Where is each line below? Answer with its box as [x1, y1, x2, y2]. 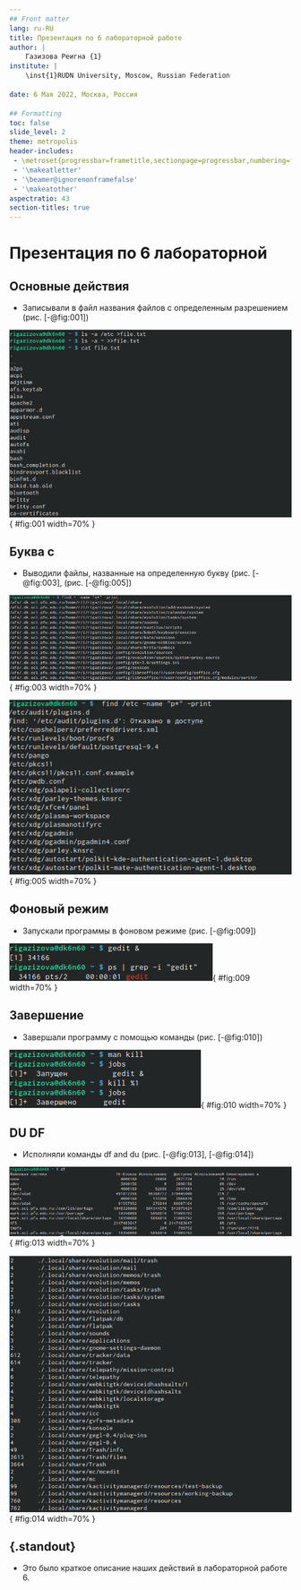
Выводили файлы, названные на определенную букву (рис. [21, 568, 251, 579]
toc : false [9, 118, 50, 127]
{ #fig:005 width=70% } [9, 876, 97, 887]
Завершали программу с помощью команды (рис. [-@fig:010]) [21, 1031, 262, 1043]
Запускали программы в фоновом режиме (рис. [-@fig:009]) [21, 925, 257, 936]
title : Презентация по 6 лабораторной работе [9, 33, 182, 42]
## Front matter [9, 14, 70, 23]
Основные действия [9, 279, 130, 294]
